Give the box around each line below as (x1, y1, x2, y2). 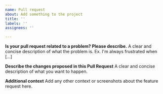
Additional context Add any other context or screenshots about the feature (5, 78, 159, 84)
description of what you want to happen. (5, 68, 88, 74)
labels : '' (5, 21, 28, 26)
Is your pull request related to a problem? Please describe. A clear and (5, 43, 152, 49)
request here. (5, 83, 33, 89)
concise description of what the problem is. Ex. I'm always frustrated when (5, 49, 158, 55)
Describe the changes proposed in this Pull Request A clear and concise (5, 63, 155, 69)
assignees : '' (5, 26, 35, 31)
